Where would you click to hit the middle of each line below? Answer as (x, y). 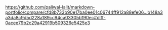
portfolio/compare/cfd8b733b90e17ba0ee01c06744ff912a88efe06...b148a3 (84, 12)
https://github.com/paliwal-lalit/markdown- (50, 7)
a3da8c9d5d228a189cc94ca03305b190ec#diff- (55, 17)
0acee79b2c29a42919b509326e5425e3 (48, 23)
